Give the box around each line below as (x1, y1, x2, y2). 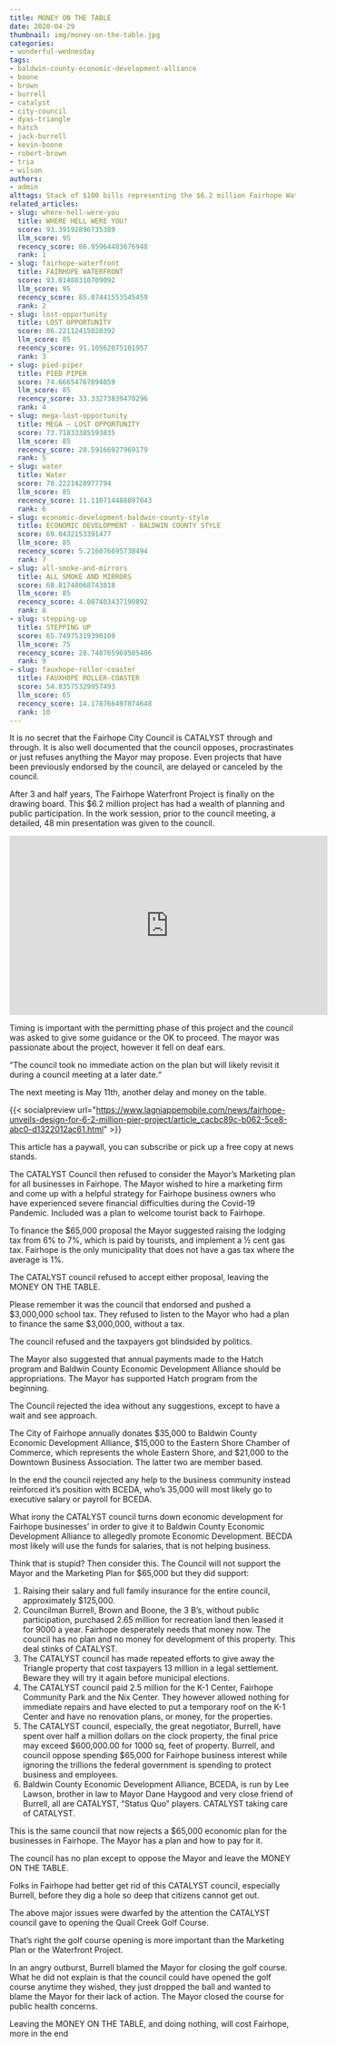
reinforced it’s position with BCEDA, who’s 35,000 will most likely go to (9, 1484, 273, 1495)
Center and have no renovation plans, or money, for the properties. (22, 1711, 273, 1722)
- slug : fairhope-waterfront (9, 259, 120, 269)
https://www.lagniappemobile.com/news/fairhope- (95, 1104, 286, 1115)
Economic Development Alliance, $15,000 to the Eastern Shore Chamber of (9, 1438, 291, 1449)
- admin (9, 183, 39, 192)
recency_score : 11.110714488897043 (17, 495, 153, 505)
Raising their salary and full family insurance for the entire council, (22, 1585, 271, 1596)
